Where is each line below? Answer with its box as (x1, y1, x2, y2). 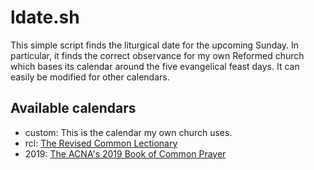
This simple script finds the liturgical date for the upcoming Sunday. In (10, 39, 300, 51)
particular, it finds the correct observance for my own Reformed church (10, 49, 305, 61)
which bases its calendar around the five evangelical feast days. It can (10, 60, 300, 72)
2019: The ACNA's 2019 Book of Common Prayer (24, 147, 227, 160)
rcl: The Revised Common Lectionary (24, 137, 178, 149)
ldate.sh (10, 6, 80, 29)
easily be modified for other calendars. (10, 71, 170, 83)
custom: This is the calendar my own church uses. (24, 126, 233, 138)
